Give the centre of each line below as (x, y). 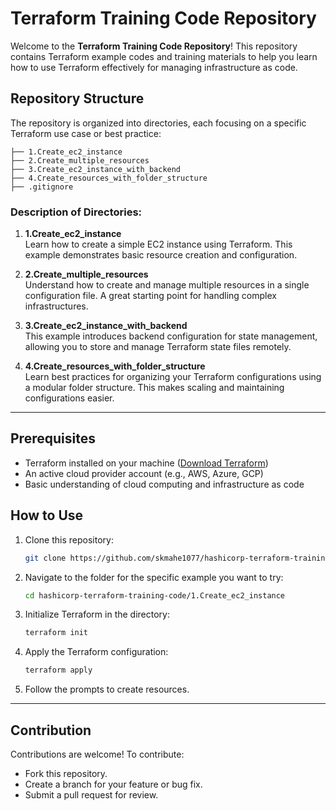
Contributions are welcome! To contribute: (97, 754)
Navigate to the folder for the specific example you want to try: (154, 577)
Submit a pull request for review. (91, 794)
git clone (45, 558)
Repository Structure (77, 98)
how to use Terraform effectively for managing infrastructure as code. (154, 67)
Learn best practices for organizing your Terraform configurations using (173, 377)
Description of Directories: (76, 212)
